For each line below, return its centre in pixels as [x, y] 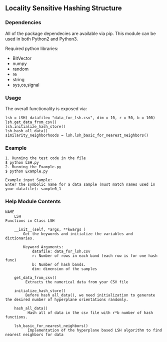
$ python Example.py [27, 172]
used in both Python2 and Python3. [42, 39]
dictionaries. [20, 238]
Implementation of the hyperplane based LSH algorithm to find [95, 330]
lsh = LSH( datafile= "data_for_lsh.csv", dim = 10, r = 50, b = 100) [80, 118]
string [18, 79]
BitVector [22, 58]
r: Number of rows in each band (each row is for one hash [94, 256]
